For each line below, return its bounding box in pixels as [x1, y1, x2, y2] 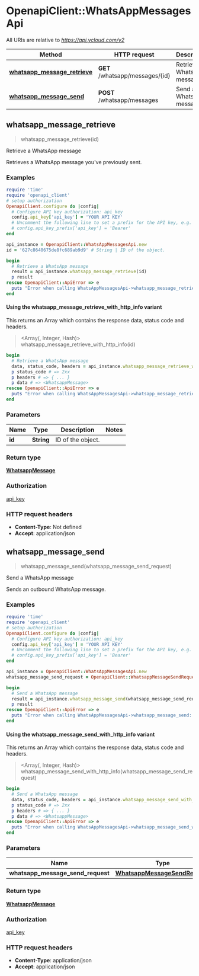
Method [39, 50, 62, 59]
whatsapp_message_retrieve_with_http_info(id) [20, 341, 136, 348]
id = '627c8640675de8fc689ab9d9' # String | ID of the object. [6, 247, 166, 253]
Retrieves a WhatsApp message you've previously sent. [6, 158, 142, 165]
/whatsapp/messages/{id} [98, 71, 171, 79]
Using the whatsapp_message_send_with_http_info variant [6, 731, 155, 738]
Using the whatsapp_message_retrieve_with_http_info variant [6, 303, 162, 311]
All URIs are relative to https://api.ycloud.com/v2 [6, 36, 125, 43]
